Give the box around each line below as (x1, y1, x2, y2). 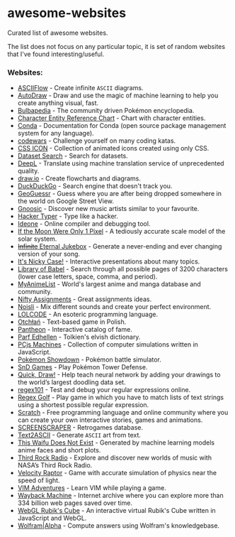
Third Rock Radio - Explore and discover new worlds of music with (17, 453, 212, 462)
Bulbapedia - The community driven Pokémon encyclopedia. (17, 107, 195, 115)
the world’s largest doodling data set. (17, 378, 126, 386)
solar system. (17, 234, 57, 243)
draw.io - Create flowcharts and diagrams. (17, 174, 142, 183)
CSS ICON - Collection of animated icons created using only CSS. (17, 144, 210, 153)
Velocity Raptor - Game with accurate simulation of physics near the (17, 469, 217, 477)
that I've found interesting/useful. (7, 50, 105, 58)
